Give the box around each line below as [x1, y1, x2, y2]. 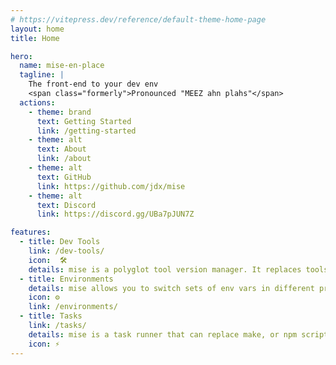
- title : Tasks [19, 311, 83, 321]
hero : [10, 51, 33, 61]
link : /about [36, 154, 92, 164]
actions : [19, 97, 56, 108]
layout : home [10, 24, 65, 34]
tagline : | [19, 70, 65, 80]
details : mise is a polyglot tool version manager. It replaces [28, 264, 302, 275]
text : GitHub [36, 172, 92, 182]
